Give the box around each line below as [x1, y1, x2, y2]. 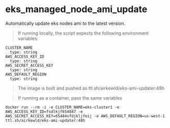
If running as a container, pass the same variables [17, 95, 122, 101]
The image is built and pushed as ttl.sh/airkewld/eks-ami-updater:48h [17, 85, 165, 91]
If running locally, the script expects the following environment [17, 30, 149, 36]
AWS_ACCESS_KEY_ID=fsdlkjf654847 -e [5, 109, 83, 114]
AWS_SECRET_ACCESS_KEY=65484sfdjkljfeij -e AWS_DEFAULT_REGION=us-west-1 [5, 113, 165, 118]
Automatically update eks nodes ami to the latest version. [5, 20, 126, 26]
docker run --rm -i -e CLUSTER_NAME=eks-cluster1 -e [5, 105, 120, 110]
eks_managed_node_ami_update [5, 4, 148, 15]
